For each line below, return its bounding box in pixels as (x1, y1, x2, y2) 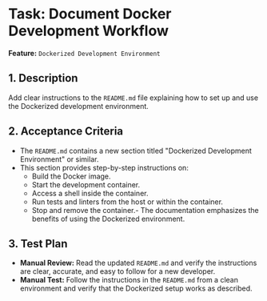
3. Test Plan (8, 237, 68, 251)
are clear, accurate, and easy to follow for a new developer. (19, 267, 216, 276)
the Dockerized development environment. (8, 101, 149, 110)
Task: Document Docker (8, 5, 172, 23)
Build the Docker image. (31, 171, 111, 181)
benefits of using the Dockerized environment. (31, 214, 185, 223)
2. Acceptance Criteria (8, 125, 124, 138)
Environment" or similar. (19, 154, 99, 164)
